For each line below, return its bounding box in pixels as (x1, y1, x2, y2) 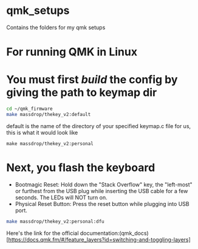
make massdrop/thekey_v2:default (6, 111, 91, 117)
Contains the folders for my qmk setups (6, 24, 106, 31)
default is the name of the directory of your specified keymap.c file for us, (6, 122, 191, 129)
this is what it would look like (6, 129, 78, 136)
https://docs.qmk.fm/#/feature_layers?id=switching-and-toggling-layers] (8, 236, 191, 243)
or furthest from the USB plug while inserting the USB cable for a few (15, 187, 188, 194)
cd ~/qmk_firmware (6, 106, 53, 112)
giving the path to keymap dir (6, 86, 157, 100)
